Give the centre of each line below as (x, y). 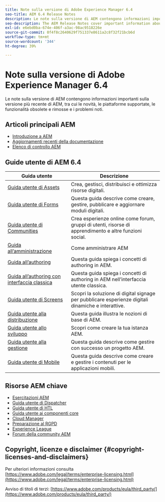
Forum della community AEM (41, 434)
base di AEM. (86, 320)
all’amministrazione (30, 251)
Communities (23, 231)
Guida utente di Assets (34, 187)
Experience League (32, 429)
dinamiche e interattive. (98, 306)
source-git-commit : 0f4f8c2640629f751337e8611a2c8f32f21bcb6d (70, 32)
